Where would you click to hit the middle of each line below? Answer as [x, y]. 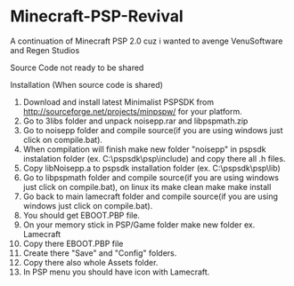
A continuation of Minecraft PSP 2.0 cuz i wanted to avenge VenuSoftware [147, 41]
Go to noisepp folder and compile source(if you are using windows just [153, 130]
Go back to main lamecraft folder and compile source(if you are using [151, 196]
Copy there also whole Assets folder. [90, 262]
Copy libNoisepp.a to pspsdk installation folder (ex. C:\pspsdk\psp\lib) [152, 168]
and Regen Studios [45, 50]
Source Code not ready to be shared [77, 68]
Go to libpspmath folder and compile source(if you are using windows [151, 177]
